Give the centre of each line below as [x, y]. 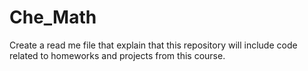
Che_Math [53, 17]
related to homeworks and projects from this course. [117, 55]
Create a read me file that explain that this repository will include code [153, 45]
